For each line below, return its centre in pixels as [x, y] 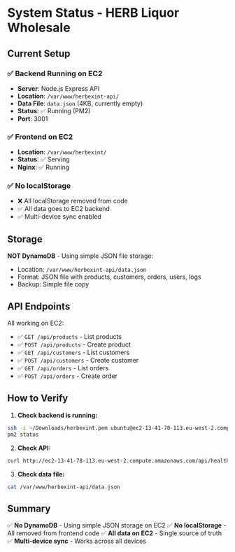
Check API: [34, 448]
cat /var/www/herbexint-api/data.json [64, 487]
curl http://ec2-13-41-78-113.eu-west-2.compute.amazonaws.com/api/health [119, 460]
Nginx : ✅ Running [43, 167]
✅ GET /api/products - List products [70, 337]
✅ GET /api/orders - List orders [63, 368]
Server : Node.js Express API [58, 88]
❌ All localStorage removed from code [72, 201]
